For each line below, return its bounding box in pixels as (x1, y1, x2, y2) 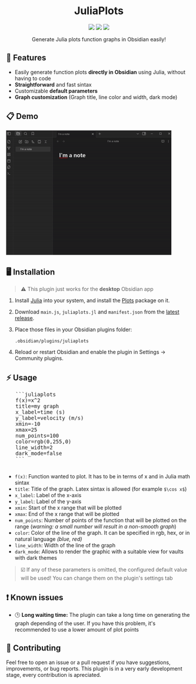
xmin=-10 (15, 421, 41, 428)
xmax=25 (15, 427, 38, 434)
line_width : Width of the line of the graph (14, 542, 116, 549)
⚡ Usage (6, 372, 37, 382)
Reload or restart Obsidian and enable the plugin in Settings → (14, 349, 166, 356)
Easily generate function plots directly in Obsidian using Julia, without (14, 68, 185, 75)
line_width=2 (15, 444, 53, 451)
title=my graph (15, 403, 59, 410)
